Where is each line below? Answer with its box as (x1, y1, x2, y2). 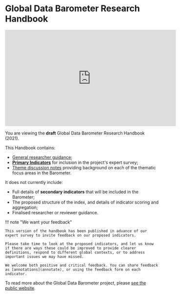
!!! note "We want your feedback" (5, 219, 72, 225)
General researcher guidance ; (12, 154, 73, 160)
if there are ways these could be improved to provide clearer (5, 246, 137, 250)
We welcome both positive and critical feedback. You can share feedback (5, 263, 159, 268)
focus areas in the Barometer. (12, 170, 72, 176)
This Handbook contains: (5, 145, 56, 151)
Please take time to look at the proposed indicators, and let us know (5, 241, 154, 246)
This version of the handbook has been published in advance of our (5, 228, 147, 233)
